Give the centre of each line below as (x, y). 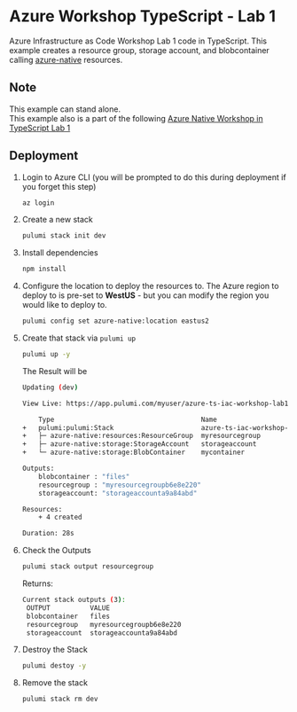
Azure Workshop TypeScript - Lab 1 (143, 16)
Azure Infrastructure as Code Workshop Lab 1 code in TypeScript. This (138, 41)
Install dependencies (60, 253)
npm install (44, 269)
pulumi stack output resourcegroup (88, 567)
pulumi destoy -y (54, 666)
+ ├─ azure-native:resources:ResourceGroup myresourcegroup (141, 436)
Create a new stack (57, 220)
